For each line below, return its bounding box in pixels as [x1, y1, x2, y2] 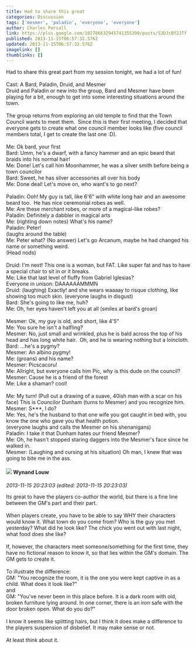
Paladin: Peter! [6, 224, 42, 231]
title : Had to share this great [6, 8, 85, 15]
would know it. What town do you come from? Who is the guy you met [6, 518, 176, 525]
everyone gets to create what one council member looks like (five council [6, 124, 183, 131]
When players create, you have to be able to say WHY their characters [6, 511, 176, 519]
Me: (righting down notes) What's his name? [6, 218, 113, 225]
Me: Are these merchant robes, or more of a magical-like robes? [6, 205, 161, 212]
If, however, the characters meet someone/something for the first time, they [6, 543, 188, 550]
